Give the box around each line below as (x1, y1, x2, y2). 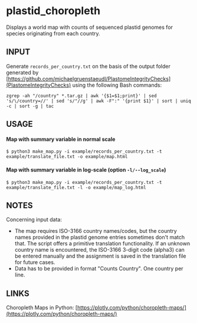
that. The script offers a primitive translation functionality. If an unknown (14, 240, 191, 247)
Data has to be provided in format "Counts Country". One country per (14, 265, 184, 272)
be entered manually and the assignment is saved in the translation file (14, 252, 187, 260)
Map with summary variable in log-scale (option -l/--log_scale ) (6, 166, 166, 173)
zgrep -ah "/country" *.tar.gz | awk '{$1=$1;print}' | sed (6, 93, 157, 98)
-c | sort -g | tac (6, 103, 54, 109)
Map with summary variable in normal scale (6, 136, 116, 143)
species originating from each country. (6, 29, 100, 37)
